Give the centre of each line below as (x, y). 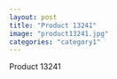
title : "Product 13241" (53, 25)
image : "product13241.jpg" (59, 33)
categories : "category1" (55, 42)
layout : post (33, 17)
